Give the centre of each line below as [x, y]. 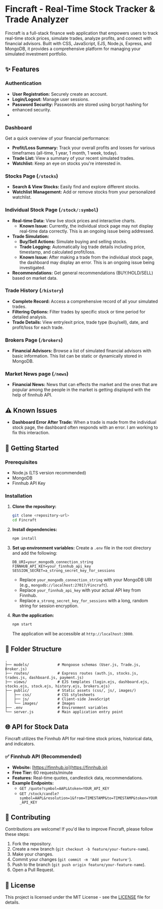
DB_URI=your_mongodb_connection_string [53, 562]
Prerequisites [21, 462]
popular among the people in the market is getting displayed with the [81, 390]
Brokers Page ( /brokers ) [34, 340]
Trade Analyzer [37, 19]
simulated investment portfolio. [36, 54]
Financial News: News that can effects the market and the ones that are [85, 385]
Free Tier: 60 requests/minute [42, 772]
